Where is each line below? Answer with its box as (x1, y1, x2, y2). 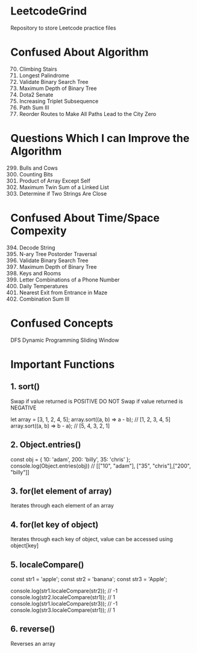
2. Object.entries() (10, 440, 81, 450)
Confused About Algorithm (10, 45, 149, 59)
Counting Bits (19, 170, 54, 178)
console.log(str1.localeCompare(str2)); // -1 (10, 587, 117, 594)
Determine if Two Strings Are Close (19, 190, 107, 197)
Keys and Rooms (19, 269, 61, 277)
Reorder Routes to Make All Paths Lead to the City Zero (19, 110, 157, 117)
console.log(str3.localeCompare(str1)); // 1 (10, 606, 116, 614)
